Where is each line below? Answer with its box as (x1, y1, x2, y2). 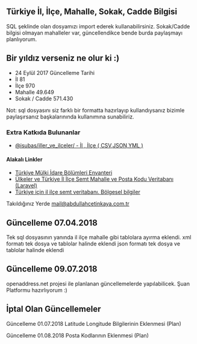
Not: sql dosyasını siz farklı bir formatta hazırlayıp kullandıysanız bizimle (6, 106, 185, 114)
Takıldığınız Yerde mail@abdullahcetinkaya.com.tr (6, 200, 130, 207)
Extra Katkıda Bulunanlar (6, 128, 81, 137)
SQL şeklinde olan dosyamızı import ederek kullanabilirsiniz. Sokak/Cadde (6, 22, 190, 30)
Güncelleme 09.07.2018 (6, 264, 98, 274)
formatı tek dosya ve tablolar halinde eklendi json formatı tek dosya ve (6, 240, 181, 247)
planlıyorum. (6, 35, 37, 43)
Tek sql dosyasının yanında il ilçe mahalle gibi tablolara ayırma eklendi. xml (6, 233, 192, 241)
